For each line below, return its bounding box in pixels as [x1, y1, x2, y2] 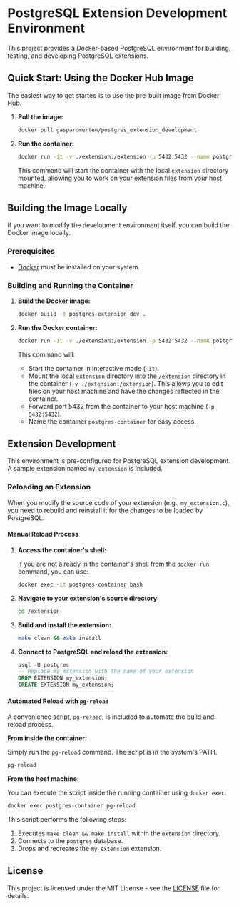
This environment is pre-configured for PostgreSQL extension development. [7, 457, 230, 465]
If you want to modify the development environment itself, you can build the [7, 221, 230, 229]
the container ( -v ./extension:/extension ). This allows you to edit [28, 379, 223, 387]
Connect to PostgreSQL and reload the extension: [17, 647, 168, 656]
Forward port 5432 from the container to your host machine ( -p [28, 402, 215, 410]
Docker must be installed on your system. [17, 262, 141, 271]
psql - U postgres [17, 661, 70, 669]
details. [7, 891, 29, 900]
